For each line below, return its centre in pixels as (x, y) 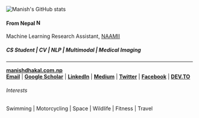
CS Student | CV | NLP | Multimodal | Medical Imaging (73, 50)
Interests (17, 90)
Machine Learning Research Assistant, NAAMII (63, 36)
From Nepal (21, 23)
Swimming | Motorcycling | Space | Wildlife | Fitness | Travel (79, 109)
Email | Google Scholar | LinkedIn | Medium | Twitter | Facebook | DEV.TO (98, 76)
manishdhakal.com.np (35, 71)
